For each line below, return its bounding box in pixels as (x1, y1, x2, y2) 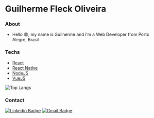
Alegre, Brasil (12, 37, 39, 43)
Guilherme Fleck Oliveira (5, 3, 106, 15)
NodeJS (12, 70, 29, 76)
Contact (5, 97, 25, 103)
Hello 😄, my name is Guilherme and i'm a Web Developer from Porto (12, 31, 150, 37)
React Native (12, 65, 38, 71)
